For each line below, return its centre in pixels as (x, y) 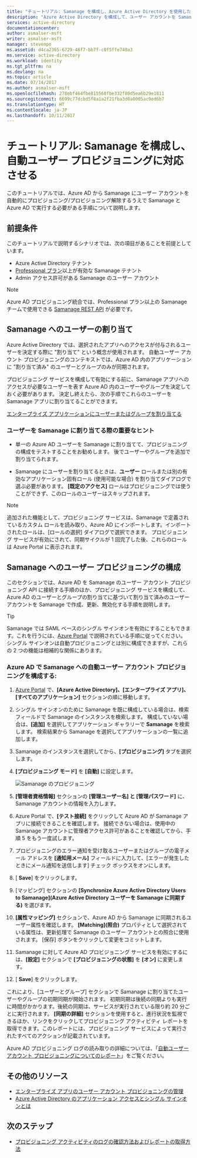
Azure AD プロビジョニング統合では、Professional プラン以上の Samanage (97, 302)
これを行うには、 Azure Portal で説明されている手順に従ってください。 (101, 635)
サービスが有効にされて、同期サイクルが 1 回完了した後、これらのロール (100, 540)
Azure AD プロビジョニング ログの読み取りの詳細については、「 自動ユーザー (98, 1048)
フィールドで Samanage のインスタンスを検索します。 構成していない (99, 717)
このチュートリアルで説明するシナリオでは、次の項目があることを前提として (99, 243)
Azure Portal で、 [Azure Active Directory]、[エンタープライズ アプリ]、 (102, 690)
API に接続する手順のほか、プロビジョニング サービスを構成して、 (108, 590)
